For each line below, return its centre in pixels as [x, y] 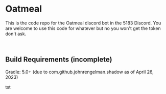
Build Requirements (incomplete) [59, 60]
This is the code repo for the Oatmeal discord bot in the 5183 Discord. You [83, 23]
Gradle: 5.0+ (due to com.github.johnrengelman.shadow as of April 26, [80, 72]
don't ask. [16, 34]
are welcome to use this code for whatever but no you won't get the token [83, 28]
